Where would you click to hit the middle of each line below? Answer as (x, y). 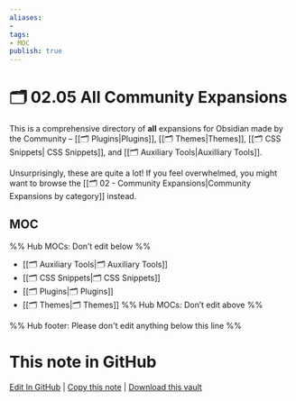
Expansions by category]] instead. (73, 196)
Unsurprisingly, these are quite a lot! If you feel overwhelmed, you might (143, 173)
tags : (19, 34)
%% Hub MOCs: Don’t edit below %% (80, 246)
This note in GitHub (83, 362)
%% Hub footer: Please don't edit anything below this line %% (125, 325)
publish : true (36, 51)
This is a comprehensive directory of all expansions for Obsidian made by (147, 129)
